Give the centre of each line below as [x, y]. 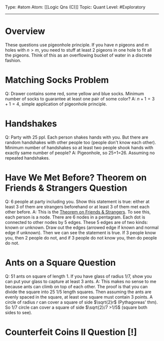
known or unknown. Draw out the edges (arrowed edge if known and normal [82, 227]
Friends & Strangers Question [66, 188]
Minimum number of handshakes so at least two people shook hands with [79, 147]
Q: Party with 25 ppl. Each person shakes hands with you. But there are [77, 137]
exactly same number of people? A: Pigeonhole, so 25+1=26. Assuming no [80, 153]
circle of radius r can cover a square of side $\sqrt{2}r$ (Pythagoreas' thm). [82, 302]
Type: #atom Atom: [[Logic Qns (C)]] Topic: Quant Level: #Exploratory [75, 7]
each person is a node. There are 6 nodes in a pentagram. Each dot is [75, 217]
